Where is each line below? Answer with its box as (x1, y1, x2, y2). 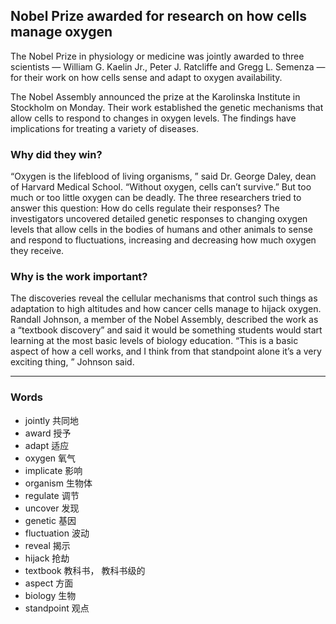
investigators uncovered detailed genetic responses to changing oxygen (10, 213, 308, 225)
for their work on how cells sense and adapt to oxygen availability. (10, 71, 283, 83)
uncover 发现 (24, 502, 80, 514)
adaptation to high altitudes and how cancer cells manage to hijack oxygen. (10, 303, 322, 315)
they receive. (10, 245, 65, 257)
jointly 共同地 (24, 414, 80, 426)
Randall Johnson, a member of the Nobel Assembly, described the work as (10, 314, 319, 326)
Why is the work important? (10, 270, 148, 284)
